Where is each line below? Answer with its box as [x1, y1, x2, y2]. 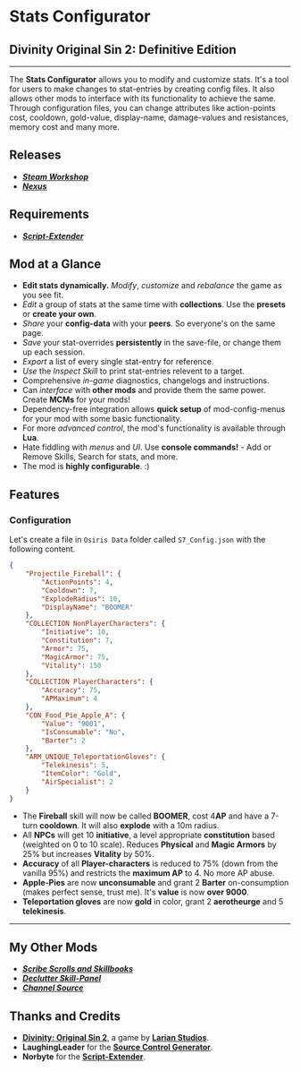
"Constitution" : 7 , [41, 636, 114, 645]
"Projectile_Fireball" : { [25, 570, 122, 578]
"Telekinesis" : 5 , [41, 761, 110, 770]
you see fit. [21, 289, 64, 301]
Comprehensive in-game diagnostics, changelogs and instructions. [21, 375, 270, 386]
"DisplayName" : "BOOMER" [41, 603, 134, 612]
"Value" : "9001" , [41, 719, 105, 728]
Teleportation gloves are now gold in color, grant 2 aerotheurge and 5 [21, 895, 284, 906]
